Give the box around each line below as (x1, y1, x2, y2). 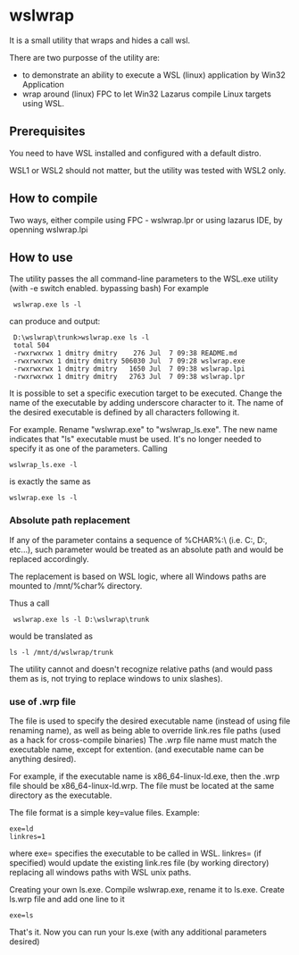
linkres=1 (9, 832, 46, 841)
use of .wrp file (9, 695, 76, 708)
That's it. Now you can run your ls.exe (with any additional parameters (9, 926, 268, 937)
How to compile (9, 191, 98, 206)
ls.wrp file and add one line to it (9, 893, 125, 904)
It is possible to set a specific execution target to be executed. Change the (9, 388, 283, 398)
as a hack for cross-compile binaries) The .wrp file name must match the (9, 734, 278, 745)
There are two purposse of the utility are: (9, 52, 161, 63)
